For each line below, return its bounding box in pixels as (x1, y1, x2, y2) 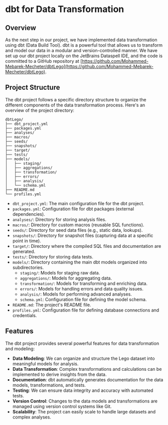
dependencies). (12, 211, 45, 217)
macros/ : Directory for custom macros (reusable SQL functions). (12, 222, 144, 228)
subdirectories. (12, 264, 44, 270)
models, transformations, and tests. (12, 382, 86, 388)
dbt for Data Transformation (5, 4, 124, 15)
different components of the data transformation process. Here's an (5, 102, 145, 108)
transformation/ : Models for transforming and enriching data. (20, 280, 148, 287)
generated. (12, 248, 36, 254)
